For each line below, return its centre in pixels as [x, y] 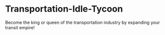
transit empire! [20, 27]
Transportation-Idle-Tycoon [64, 9]
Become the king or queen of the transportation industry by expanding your [82, 22]
